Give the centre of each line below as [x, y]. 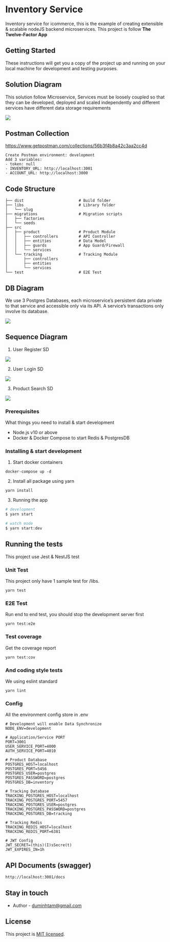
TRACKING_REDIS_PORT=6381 [33, 832]
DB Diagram [25, 288]
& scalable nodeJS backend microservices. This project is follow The [78, 29]
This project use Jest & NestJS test [42, 557]
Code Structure [30, 189]
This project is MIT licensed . [35, 934]
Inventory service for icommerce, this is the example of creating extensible [84, 24]
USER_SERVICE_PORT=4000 [31, 747]
